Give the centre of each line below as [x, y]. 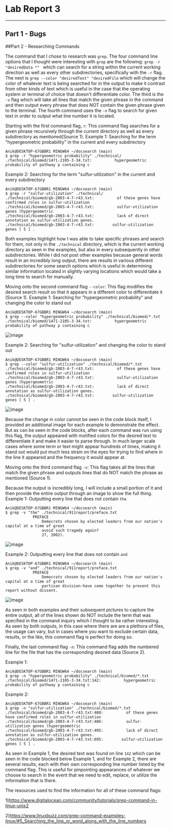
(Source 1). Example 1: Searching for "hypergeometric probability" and [79, 297]
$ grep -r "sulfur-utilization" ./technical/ [54, 193]
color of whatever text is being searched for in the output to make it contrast [85, 83]
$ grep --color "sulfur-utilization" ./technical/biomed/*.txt [74, 364]
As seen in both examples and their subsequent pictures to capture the [80, 609]
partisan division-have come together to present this [101, 586]
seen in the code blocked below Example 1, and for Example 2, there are [81, 759]
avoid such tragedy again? [70, 530]
